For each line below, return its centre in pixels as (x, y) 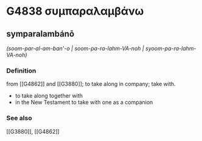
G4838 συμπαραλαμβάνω (75, 11)
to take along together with (49, 96)
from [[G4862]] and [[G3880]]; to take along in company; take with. (91, 84)
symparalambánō (40, 34)
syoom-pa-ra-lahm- (171, 48)
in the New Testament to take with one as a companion (84, 103)
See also (19, 118)
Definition (21, 70)
